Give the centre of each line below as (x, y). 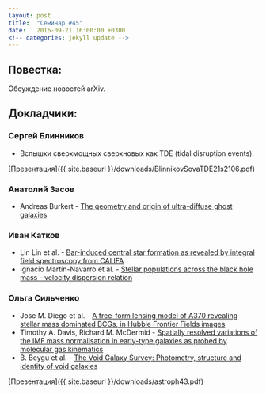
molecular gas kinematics (61, 349)
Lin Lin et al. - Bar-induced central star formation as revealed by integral (137, 252)
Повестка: (35, 69)
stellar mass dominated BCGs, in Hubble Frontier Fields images (122, 324)
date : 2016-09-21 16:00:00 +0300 (67, 30)
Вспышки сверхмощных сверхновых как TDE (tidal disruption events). (137, 153)
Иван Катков (34, 235)
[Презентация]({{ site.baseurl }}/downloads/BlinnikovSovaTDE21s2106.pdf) (132, 169)
